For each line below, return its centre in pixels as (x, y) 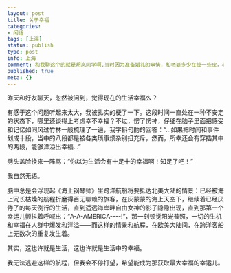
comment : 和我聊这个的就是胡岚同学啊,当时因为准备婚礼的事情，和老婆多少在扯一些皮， (114, 65)
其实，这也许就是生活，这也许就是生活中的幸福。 (76, 248)
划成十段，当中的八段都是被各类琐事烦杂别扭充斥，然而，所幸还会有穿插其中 (115, 138)
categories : (24, 26)
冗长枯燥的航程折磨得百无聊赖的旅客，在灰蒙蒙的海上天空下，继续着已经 (115, 199)
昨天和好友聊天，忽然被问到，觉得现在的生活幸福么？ (82, 98)
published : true (30, 71)
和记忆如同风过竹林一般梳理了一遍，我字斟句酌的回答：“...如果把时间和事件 (113, 130)
